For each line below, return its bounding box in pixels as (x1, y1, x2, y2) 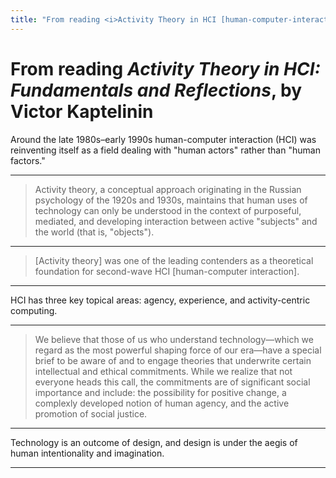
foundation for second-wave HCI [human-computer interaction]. (34, 265, 300, 277)
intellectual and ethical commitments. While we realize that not (34, 365, 293, 377)
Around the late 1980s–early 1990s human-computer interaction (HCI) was (10, 133, 317, 145)
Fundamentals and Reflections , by (10, 79, 303, 101)
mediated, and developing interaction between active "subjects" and (34, 215, 318, 227)
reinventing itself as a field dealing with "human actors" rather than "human (10, 144, 321, 156)
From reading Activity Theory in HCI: (10, 57, 321, 80)
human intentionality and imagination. (10, 447, 165, 459)
